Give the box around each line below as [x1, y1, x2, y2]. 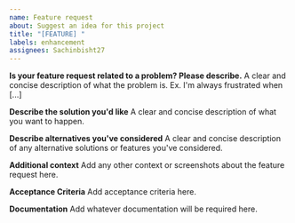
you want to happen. [9, 116, 84, 127]
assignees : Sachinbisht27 [9, 46, 105, 55]
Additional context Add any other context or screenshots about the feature [9, 160, 285, 171]
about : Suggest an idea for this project [9, 21, 165, 30]
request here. [9, 170, 59, 180]
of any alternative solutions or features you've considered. [9, 143, 224, 154]
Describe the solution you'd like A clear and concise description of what [9, 107, 277, 117]
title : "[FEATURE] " [9, 29, 86, 38]
